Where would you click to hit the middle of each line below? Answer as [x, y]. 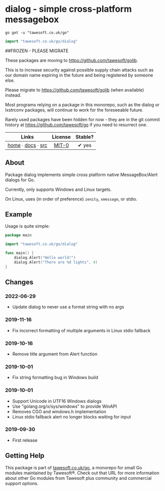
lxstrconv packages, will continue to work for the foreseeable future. [74, 110]
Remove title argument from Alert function [55, 354]
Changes [19, 282]
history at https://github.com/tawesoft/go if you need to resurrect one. [76, 125]
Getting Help [25, 456]
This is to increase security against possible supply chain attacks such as [79, 70]
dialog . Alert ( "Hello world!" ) [45, 258]
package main [18, 235]
